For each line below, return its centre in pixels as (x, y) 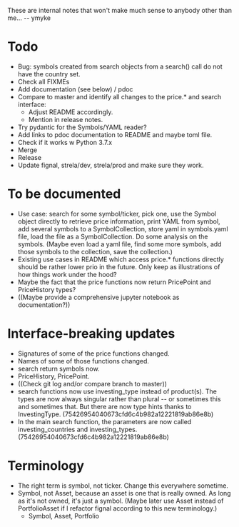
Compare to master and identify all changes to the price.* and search (119, 96)
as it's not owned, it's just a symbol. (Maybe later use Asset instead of (121, 501)
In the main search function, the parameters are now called (105, 421)
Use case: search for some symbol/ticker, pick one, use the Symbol (117, 214)
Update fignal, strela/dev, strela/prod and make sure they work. (111, 165)
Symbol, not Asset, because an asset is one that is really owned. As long (124, 493)
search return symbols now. (59, 368)
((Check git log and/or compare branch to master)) (92, 383)
